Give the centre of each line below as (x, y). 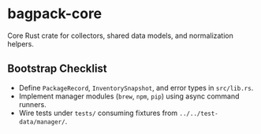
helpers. (21, 43)
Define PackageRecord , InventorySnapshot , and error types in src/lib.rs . (136, 87)
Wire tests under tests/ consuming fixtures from (98, 113)
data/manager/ (42, 122)
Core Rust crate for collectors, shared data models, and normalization (121, 35)
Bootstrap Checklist (57, 69)
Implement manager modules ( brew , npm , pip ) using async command (129, 96)
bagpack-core (55, 14)
